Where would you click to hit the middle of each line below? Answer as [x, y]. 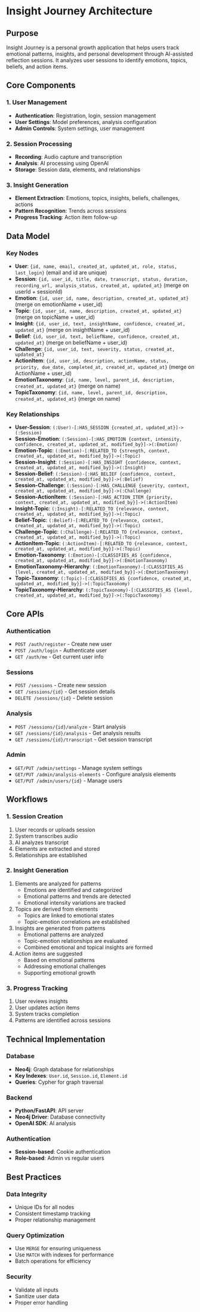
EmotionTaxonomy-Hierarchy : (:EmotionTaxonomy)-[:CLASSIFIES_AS [99, 567]
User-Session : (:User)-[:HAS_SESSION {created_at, [79, 427]
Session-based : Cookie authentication [62, 1152]
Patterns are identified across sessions [63, 1020]
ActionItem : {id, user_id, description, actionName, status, [92, 360]
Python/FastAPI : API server [49, 1111]
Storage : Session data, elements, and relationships [78, 170]
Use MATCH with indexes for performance [64, 1255]
